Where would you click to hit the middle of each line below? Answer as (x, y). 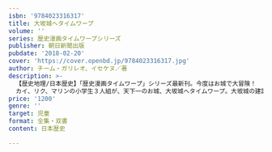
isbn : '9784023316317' (47, 16)
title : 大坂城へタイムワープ (51, 23)
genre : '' (25, 106)
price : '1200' (32, 99)
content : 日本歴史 (37, 129)
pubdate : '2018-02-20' (47, 53)
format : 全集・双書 (38, 121)
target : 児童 (29, 114)
